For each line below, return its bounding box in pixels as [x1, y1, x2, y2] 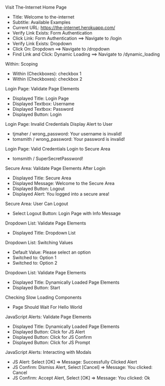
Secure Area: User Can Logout [5, 201, 68, 207]
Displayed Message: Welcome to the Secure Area [12, 180, 115, 186]
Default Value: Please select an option [12, 249, 91, 255]
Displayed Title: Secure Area [12, 175, 71, 181]
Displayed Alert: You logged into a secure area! [12, 191, 109, 197]
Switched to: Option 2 [12, 260, 57, 266]
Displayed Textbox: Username [12, 101, 75, 107]
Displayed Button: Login [12, 111, 62, 117]
